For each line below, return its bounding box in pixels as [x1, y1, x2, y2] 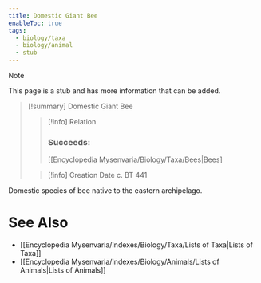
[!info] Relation [47, 117, 97, 126]
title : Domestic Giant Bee [8, 11, 98, 20]
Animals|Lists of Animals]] [19, 265, 106, 275]
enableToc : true [8, 19, 62, 27]
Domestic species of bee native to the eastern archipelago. [8, 186, 203, 195]
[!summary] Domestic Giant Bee [27, 101, 133, 111]
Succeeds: [47, 136, 91, 147]
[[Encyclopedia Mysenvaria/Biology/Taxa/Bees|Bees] [47, 155, 223, 164]
